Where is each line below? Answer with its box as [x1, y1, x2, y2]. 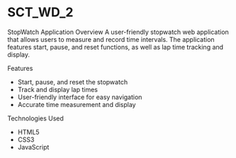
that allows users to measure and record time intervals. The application [7, 35, 215, 43]
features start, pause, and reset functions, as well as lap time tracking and [7, 43, 224, 51]
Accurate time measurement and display [17, 100, 136, 108]
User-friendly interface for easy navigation [17, 93, 142, 101]
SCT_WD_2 [7, 4, 74, 21]
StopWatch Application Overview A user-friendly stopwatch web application [7, 28, 229, 36]
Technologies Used [7, 114, 64, 123]
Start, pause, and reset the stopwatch [17, 77, 128, 86]
